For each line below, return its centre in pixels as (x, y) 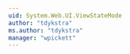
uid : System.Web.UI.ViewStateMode (65, 15)
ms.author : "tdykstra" (46, 30)
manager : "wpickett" (42, 38)
